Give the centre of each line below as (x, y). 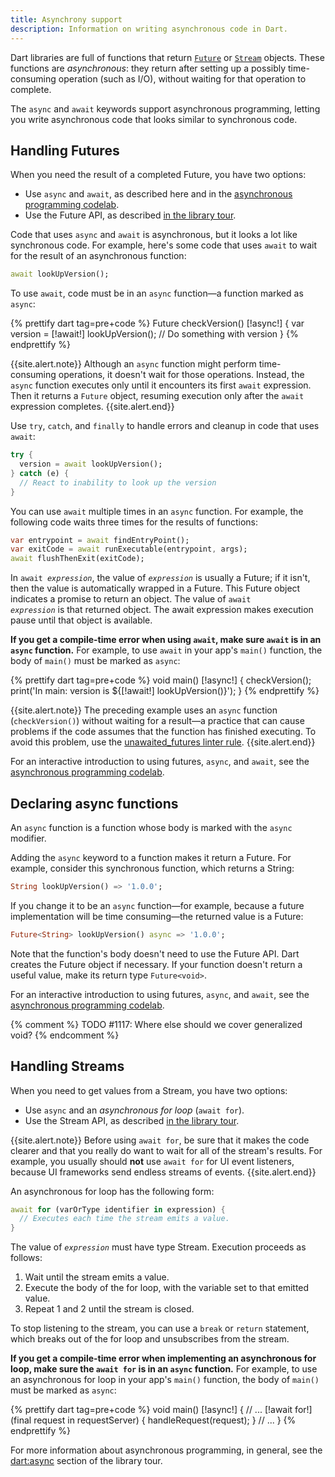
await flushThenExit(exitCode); (77, 559)
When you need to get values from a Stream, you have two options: (149, 1090)
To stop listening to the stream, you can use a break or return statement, (160, 1328)
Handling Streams (67, 1066)
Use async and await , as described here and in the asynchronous (158, 194)
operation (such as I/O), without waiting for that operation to (182, 78)
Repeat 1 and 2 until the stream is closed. (109, 1309)
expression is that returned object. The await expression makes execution (162, 610)
